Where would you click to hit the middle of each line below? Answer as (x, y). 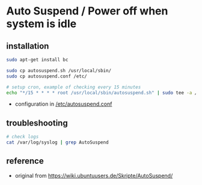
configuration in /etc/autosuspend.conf (63, 104)
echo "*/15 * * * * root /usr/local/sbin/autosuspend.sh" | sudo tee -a (99, 92)
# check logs (23, 137)
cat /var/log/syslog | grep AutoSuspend (58, 142)
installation (28, 46)
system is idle (41, 24)
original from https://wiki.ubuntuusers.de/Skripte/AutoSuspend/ (94, 175)
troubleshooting (37, 123)
